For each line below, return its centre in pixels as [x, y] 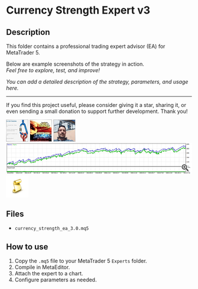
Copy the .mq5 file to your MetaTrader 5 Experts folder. [81, 261]
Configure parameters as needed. [56, 280]
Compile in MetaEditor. [42, 267]
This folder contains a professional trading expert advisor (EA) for [86, 46]
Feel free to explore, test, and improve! [53, 70]
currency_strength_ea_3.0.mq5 [52, 229]
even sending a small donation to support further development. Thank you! [97, 111]
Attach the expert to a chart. [49, 274]
